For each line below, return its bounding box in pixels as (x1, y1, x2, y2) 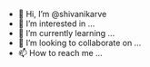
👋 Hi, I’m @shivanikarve (17, 9, 107, 19)
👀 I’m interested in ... (17, 18, 95, 29)
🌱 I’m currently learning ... (17, 28, 115, 38)
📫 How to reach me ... (17, 48, 103, 58)
